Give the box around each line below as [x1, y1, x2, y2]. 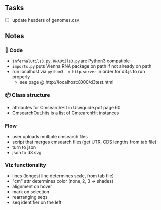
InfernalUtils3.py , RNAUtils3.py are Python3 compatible [12, 58, 130, 64]
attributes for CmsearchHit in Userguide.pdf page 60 [12, 105, 121, 110]
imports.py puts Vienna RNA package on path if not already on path [12, 63, 152, 69]
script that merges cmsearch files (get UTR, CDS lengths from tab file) [12, 139, 157, 145]
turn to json [12, 144, 36, 150]
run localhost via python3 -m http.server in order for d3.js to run [12, 68, 145, 74]
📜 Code [5, 47, 23, 53]
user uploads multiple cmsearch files [12, 134, 88, 140]
